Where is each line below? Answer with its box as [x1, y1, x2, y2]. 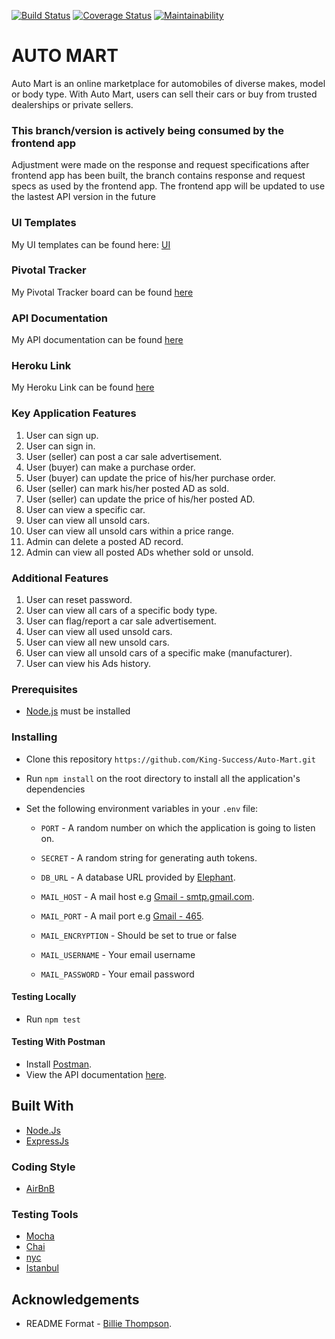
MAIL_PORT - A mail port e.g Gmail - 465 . [40, 910, 204, 922]
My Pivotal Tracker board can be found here [11, 286, 194, 298]
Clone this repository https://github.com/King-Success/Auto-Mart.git [25, 753, 316, 765]
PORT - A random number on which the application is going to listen [40, 821, 316, 834]
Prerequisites [11, 682, 78, 696]
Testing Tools [11, 1208, 79, 1222]
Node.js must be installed [25, 705, 131, 717]
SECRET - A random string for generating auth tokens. [40, 851, 258, 864]
